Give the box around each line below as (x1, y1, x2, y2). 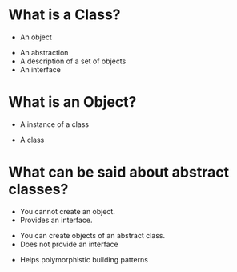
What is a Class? (8, 6, 121, 24)
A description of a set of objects (19, 56, 127, 66)
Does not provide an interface (19, 239, 118, 249)
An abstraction (19, 47, 69, 57)
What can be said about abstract (8, 163, 230, 181)
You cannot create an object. (19, 206, 116, 216)
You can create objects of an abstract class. (19, 230, 166, 240)
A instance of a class (19, 119, 90, 129)
